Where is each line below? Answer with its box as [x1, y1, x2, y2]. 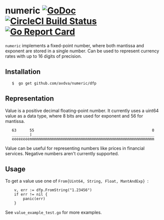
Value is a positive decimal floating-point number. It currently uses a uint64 [5, 108, 159, 113]
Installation [5, 68, 41, 76]
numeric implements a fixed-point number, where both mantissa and [5, 42, 144, 48]
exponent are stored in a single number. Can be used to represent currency [5, 48, 160, 54]
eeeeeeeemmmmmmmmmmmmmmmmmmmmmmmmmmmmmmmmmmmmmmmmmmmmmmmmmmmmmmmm [11, 136, 155, 141]
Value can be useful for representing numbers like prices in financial [5, 145, 145, 151]
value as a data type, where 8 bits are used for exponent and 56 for [5, 112, 143, 119]
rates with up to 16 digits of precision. [5, 53, 82, 59]
